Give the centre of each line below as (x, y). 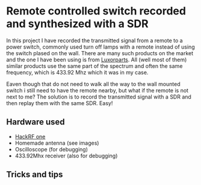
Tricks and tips (35, 174)
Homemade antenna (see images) (57, 143)
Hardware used (36, 122)
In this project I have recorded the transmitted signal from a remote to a (94, 40)
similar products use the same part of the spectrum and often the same (94, 66)
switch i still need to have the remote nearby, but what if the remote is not (97, 90)
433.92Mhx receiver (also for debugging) (66, 156)
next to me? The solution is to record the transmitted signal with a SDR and (99, 97)
